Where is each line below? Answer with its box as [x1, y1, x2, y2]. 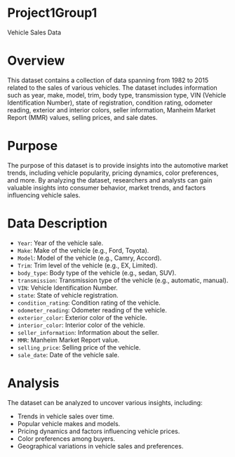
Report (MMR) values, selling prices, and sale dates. [7, 113, 158, 121]
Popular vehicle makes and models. [17, 419, 121, 428]
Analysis [7, 375, 60, 391]
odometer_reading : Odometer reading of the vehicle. [17, 305, 167, 314]
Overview [7, 53, 65, 69]
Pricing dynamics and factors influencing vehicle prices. [17, 427, 180, 435]
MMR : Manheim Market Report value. [17, 336, 120, 344]
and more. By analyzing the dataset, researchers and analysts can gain [7, 175, 213, 184]
